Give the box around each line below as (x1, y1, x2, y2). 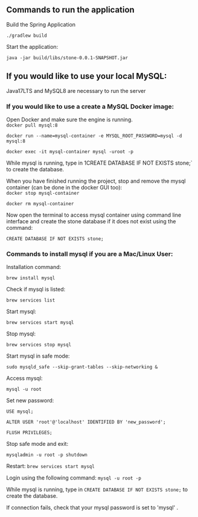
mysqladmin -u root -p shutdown (6, 452, 88, 458)
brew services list (6, 297, 56, 303)
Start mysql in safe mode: (6, 352, 70, 360)
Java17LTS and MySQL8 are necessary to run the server (6, 87, 146, 94)
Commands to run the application (6, 5, 135, 15)
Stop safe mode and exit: (6, 440, 68, 448)
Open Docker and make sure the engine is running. (6, 116, 133, 123)
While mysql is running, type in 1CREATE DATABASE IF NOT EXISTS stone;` (6, 159, 193, 167)
